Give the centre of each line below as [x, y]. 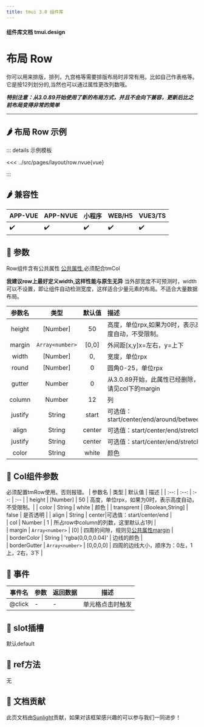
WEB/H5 [121, 215]
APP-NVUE [61, 215]
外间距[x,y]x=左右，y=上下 [145, 345]
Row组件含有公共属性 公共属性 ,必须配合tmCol [63, 268]
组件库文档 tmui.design [36, 32]
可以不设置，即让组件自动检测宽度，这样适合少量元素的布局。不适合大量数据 [102, 289]
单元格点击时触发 [107, 604]
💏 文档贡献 [26, 702]
